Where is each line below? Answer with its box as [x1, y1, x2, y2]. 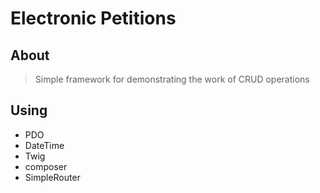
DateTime [24, 139, 65, 151]
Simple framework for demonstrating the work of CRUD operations [34, 73, 310, 85]
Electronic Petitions [10, 7, 177, 30]
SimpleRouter [24, 171, 81, 183]
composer [24, 160, 68, 172]
